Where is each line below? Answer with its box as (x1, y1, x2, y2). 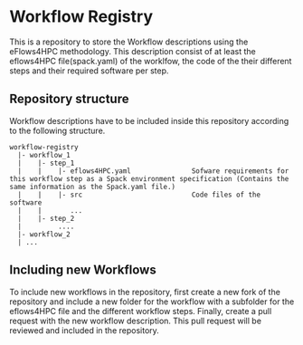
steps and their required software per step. (9, 65, 169, 76)
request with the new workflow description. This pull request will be (9, 315, 262, 326)
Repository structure (9, 91, 129, 107)
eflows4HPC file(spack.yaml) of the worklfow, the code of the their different (9, 55, 292, 66)
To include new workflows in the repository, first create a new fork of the (9, 286, 280, 297)
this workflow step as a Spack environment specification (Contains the (9, 174, 289, 183)
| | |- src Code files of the (17, 190, 260, 199)
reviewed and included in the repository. (9, 324, 160, 336)
